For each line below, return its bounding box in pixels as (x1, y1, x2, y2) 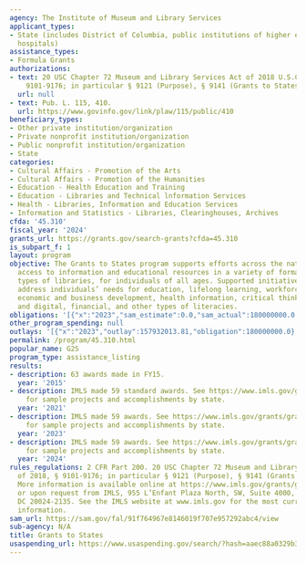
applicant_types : (9, 22, 76, 31)
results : (9, 361, 43, 370)
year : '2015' (17, 378, 67, 388)
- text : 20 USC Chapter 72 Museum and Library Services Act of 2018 (9, 73, 275, 82)
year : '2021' (17, 403, 67, 413)
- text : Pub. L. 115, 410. (9, 98, 112, 108)
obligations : (9, 310, 59, 319)
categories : (9, 157, 55, 167)
